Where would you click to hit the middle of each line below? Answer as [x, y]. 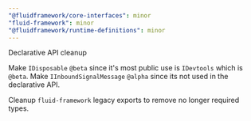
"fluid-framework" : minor [51, 23]
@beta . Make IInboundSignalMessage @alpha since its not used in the [118, 77]
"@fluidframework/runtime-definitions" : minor [87, 30]
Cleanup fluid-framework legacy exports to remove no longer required [124, 100]
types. [19, 108]
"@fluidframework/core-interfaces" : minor [80, 15]
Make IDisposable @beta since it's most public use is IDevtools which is [125, 68]
